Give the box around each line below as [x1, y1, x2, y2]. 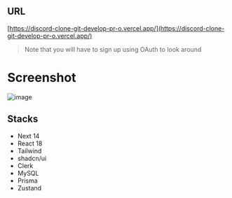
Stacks [7, 113, 39, 125]
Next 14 [17, 132, 40, 140]
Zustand [17, 183, 42, 192]
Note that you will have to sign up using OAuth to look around [24, 45, 202, 53]
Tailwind [17, 146, 42, 155]
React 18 [17, 139, 43, 148]
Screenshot [7, 70, 76, 85]
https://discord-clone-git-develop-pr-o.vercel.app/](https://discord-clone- [9, 24, 225, 32]
